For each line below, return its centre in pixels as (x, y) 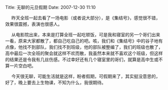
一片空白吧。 (22, 66)
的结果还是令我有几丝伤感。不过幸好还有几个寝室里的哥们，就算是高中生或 (82, 59)
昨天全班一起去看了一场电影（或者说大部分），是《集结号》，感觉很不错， (86, 18)
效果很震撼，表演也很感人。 (34, 24)
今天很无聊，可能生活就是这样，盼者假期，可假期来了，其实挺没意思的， (86, 76)
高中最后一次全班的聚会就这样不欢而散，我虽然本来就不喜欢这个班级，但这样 (84, 53)
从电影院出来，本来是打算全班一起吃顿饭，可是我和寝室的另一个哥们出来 (86, 35)
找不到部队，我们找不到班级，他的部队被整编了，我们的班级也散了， (92, 47)
